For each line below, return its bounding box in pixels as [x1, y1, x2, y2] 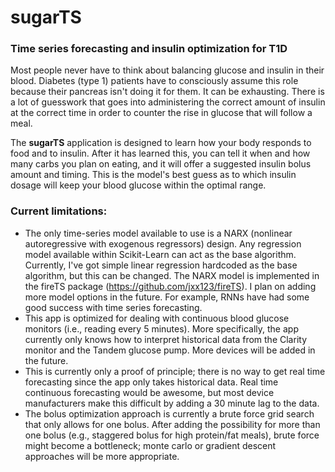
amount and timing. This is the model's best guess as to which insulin [10, 169, 297, 181]
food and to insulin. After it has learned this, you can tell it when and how [10, 147, 311, 160]
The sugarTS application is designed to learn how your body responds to [10, 137, 312, 149]
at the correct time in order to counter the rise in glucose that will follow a [10, 107, 313, 119]
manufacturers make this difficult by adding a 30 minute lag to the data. [24, 397, 320, 409]
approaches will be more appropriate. [24, 450, 180, 462]
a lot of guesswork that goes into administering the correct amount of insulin [10, 96, 326, 108]
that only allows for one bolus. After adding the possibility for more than [24, 418, 321, 430]
